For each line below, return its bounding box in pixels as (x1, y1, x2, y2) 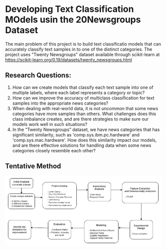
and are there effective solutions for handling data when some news (12, 142, 152, 148)
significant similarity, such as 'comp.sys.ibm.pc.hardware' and (12, 131, 140, 137)
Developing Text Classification (5, 3, 134, 15)
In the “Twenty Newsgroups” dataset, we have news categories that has (12, 126, 160, 132)
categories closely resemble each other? (12, 147, 96, 153)
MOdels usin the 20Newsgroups (5, 14, 141, 25)
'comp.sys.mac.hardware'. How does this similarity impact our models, (12, 137, 157, 143)
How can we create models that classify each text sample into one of (12, 84, 154, 90)
